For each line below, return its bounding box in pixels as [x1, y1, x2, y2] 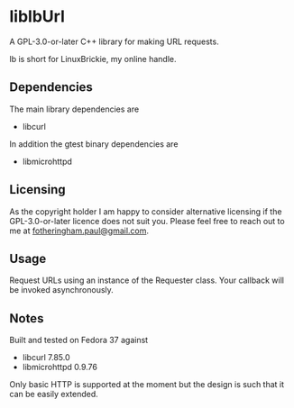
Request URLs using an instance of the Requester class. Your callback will [9, 275, 284, 286]
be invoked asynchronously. [9, 285, 115, 295]
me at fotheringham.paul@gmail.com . [9, 225, 150, 236]
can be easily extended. [9, 389, 99, 400]
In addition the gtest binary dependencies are [9, 138, 179, 150]
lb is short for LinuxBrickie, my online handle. [9, 53, 177, 64]
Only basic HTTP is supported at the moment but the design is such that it [9, 379, 285, 390]
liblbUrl [9, 6, 65, 27]
